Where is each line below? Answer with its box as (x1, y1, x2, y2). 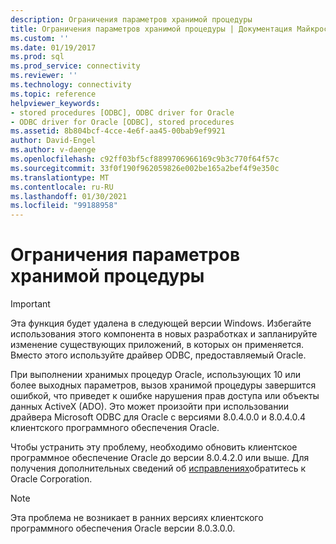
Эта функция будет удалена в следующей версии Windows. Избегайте (10, 317, 312, 330)
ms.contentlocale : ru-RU (10, 182, 114, 192)
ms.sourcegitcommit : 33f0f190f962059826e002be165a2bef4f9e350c (10, 163, 280, 173)
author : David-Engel (10, 136, 97, 146)
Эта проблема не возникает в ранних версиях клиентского (10, 512, 264, 524)
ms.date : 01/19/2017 (10, 42, 97, 53)
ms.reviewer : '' (10, 71, 78, 81)
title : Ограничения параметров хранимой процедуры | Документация (10, 24, 293, 34)
